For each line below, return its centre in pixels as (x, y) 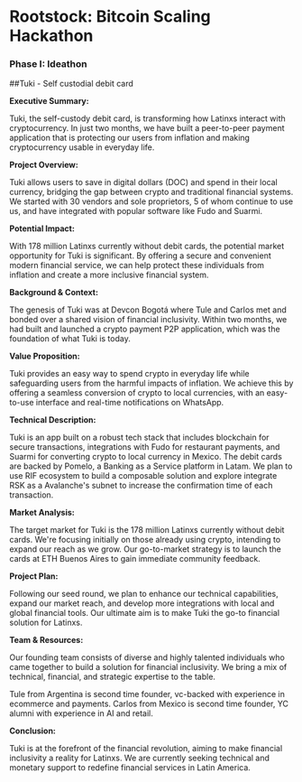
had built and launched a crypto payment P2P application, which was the (145, 329)
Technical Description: (53, 420)
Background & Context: (54, 293)
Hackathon (51, 36)
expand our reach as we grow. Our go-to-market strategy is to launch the (145, 549)
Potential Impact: (42, 228)
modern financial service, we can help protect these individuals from (137, 265)
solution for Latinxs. (46, 623)
